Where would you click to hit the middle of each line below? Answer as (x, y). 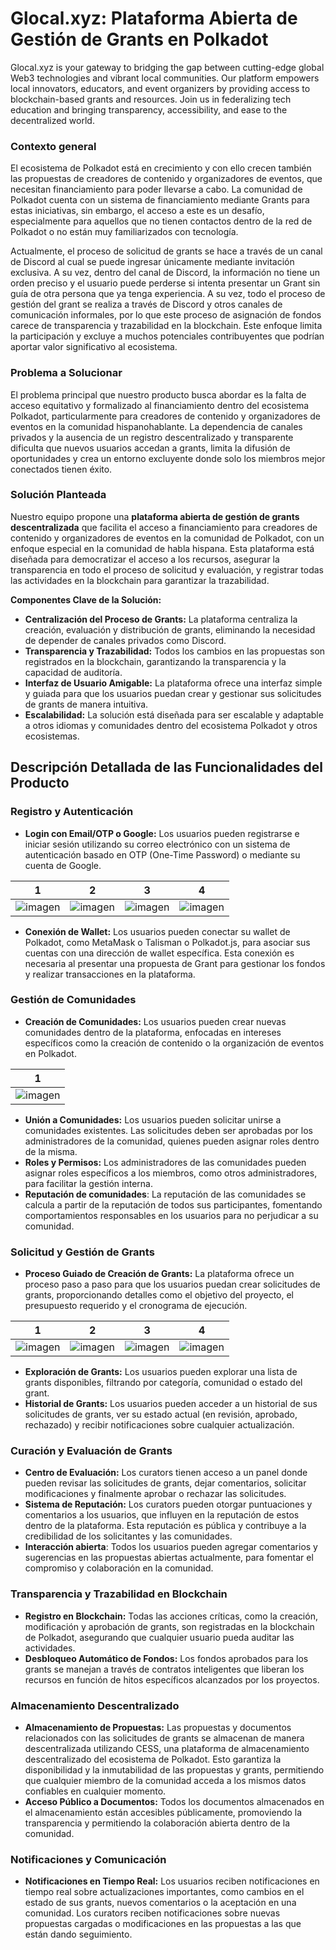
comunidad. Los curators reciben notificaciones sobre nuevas (152, 1913)
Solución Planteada (58, 495)
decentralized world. (52, 120)
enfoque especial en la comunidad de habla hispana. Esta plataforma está (162, 548)
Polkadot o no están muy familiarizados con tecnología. (124, 232)
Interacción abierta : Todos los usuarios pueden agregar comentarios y (171, 1547)
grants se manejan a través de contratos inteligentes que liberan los (164, 1669)
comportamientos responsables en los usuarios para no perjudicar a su (171, 1215)
